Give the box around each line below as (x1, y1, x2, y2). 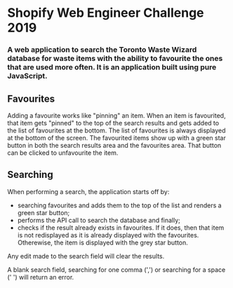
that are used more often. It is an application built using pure (7, 62, 217, 72)
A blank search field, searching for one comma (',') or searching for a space (7, 265, 226, 274)
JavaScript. (7, 71, 48, 81)
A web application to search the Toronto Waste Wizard (7, 45, 197, 55)
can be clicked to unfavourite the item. (7, 149, 119, 157)
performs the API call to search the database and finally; (17, 216, 181, 224)
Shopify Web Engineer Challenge (7, 5, 205, 21)
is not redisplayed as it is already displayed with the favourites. (17, 231, 199, 239)
